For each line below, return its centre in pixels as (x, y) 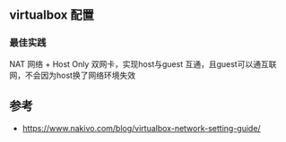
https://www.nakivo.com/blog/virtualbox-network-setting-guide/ (142, 128)
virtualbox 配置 (52, 15)
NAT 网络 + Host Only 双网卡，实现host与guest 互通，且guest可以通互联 (143, 63)
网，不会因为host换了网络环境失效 (73, 75)
